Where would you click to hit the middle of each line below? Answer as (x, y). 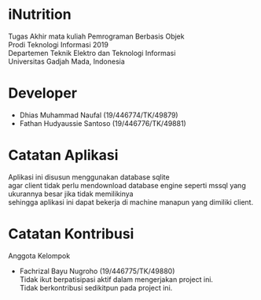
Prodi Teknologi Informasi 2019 (58, 44)
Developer (42, 93)
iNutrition (40, 15)
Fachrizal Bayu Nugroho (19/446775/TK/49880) (97, 271)
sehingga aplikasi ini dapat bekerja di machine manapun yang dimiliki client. (131, 202)
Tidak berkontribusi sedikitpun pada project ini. (96, 287)
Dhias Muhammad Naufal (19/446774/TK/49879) (99, 115)
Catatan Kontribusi (71, 234)
